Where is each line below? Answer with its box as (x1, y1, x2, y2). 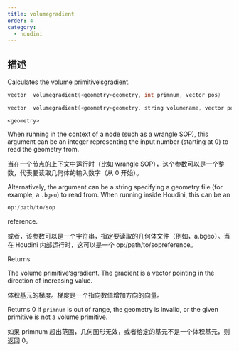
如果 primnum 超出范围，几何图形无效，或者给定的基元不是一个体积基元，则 (7, 327, 230, 335)
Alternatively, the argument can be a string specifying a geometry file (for (7, 182, 223, 191)
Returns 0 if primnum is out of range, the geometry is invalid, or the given (7, 305, 218, 313)
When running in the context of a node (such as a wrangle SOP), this (7, 130, 208, 138)
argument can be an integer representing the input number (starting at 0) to (7, 137, 229, 146)
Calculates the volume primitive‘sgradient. (7, 78, 130, 86)
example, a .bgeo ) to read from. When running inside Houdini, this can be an (7, 190, 230, 199)
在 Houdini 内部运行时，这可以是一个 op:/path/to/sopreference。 (7, 240, 197, 249)
